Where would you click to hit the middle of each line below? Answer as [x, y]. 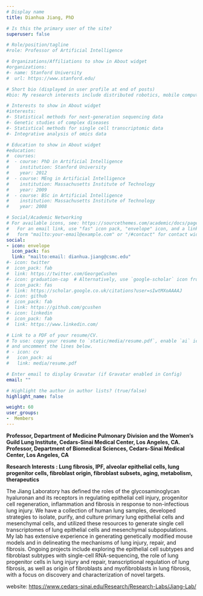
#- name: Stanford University [44, 73]
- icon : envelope [28, 245]
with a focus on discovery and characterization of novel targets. [85, 574]
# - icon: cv [23, 352]
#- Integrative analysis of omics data [56, 134]
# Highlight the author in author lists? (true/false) [77, 390]
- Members [20, 419]
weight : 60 [20, 407]
